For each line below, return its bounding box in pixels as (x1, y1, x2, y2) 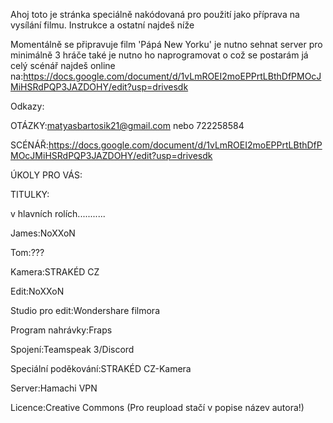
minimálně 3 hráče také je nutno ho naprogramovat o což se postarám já (10, 49, 309, 61)
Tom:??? (10, 247, 45, 258)
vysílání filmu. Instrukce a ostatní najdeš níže (10, 19, 195, 31)
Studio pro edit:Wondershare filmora (10, 305, 160, 316)
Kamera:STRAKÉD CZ (10, 266, 100, 278)
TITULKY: (10, 189, 50, 200)
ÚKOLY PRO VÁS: (10, 169, 83, 181)
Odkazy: (10, 100, 45, 112)
